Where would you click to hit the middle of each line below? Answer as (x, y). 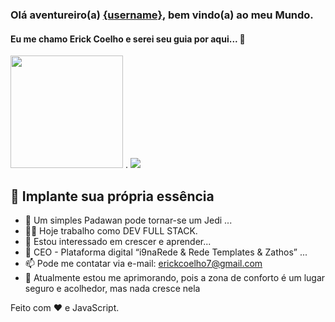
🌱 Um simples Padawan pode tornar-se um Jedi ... (128, 220)
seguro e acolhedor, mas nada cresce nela (112, 288)
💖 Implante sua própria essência (112, 196)
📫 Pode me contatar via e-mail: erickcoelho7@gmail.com (143, 263)
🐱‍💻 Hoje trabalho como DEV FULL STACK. (111, 230)
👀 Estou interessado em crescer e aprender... (118, 241)
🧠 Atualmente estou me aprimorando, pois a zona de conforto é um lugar (175, 277)
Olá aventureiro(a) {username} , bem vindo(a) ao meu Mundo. (162, 15)
